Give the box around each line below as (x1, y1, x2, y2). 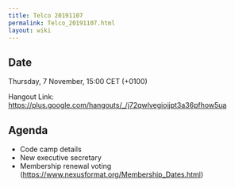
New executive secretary (19, 153, 102, 162)
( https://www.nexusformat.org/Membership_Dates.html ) (19, 170, 204, 179)
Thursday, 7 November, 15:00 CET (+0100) (8, 77, 148, 86)
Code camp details (19, 144, 82, 154)
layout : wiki (8, 26, 52, 34)
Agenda (8, 124, 48, 137)
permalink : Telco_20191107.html (8, 19, 115, 27)
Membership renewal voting (19, 162, 112, 170)
